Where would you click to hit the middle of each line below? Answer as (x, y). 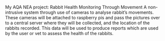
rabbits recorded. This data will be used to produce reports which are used (82, 28)
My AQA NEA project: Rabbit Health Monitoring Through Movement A (76, 7)
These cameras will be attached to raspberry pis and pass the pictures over (83, 18)
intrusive (14, 12)
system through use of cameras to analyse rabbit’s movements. (89, 12)
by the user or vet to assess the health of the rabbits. (59, 33)
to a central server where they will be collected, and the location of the (78, 23)
